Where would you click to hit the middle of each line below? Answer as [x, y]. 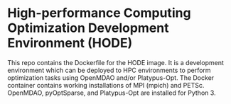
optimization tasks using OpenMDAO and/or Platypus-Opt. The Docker [111, 77]
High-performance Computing [99, 13]
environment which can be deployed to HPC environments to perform [109, 70]
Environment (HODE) [70, 43]
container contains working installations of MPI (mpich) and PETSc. [106, 85]
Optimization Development [88, 28]
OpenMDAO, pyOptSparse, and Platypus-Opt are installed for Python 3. [112, 93]
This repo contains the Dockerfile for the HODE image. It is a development [116, 62]
